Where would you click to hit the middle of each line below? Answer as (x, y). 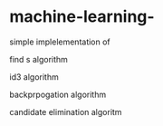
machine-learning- (82, 17)
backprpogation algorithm (58, 94)
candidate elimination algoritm (66, 111)
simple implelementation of (60, 42)
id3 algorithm (34, 77)
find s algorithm (38, 59)
